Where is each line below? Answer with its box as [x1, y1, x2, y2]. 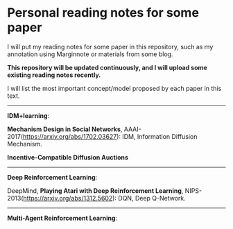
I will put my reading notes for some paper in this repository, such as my [7, 42, 214, 51]
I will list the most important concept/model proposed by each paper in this [7, 84, 222, 92]
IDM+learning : [7, 111, 50, 119]
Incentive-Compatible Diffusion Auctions [7, 153, 128, 161]
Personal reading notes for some [7, 5, 200, 21]
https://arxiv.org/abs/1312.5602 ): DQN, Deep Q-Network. [23, 194, 186, 202]
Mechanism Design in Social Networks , [7, 125, 123, 133]
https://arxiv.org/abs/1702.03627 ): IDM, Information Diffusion [23, 132, 198, 140]
